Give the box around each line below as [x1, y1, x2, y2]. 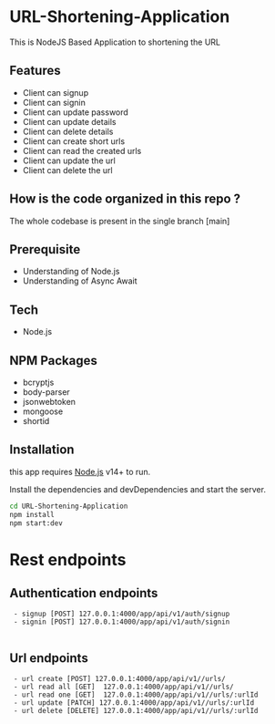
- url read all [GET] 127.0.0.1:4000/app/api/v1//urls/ [13, 682, 234, 692]
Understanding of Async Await [22, 275, 138, 286]
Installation [9, 442, 75, 458]
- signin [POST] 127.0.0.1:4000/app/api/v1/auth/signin [13, 617, 230, 626]
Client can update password [22, 107, 129, 118]
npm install [9, 510, 55, 519]
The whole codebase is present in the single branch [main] [9, 215, 230, 226]
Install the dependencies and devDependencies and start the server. [9, 483, 267, 494]
